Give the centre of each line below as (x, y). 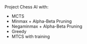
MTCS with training (31, 36)
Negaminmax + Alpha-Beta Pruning (47, 26)
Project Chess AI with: (27, 7)
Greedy (19, 31)
